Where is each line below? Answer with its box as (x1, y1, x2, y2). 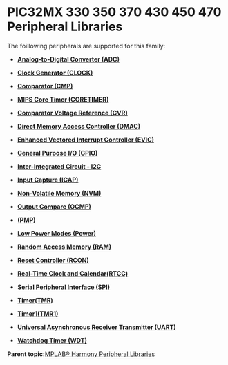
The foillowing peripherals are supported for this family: (7, 41, 166, 50)
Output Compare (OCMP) (17, 202, 92, 211)
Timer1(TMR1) (17, 309, 59, 318)
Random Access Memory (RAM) (17, 243, 112, 251)
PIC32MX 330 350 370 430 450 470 (7, 4, 222, 20)
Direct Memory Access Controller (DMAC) (17, 122, 141, 130)
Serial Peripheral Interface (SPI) (17, 283, 111, 291)
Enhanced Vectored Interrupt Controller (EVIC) (17, 135, 154, 144)
